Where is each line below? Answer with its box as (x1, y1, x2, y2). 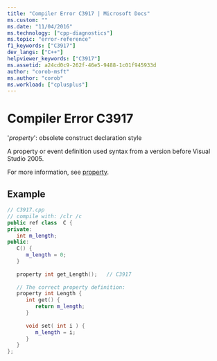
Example (7, 188, 46, 200)
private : (7, 226, 33, 233)
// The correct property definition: (16, 283, 126, 291)
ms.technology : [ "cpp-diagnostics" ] (7, 29, 113, 37)
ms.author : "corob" (7, 74, 64, 82)
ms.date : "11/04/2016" (7, 23, 73, 30)
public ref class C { (7, 219, 73, 226)
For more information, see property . (7, 168, 110, 177)
